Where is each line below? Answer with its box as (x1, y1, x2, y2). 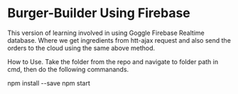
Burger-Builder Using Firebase (7, 5, 190, 21)
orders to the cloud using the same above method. (7, 43, 156, 52)
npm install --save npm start (7, 78, 90, 87)
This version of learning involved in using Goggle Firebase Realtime (7, 28, 205, 37)
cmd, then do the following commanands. (7, 65, 129, 73)
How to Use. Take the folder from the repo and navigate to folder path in (7, 57, 219, 66)
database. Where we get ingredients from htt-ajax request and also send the (7, 36, 231, 44)
